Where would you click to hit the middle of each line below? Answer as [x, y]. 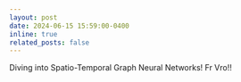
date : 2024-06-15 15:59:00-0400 [69, 26]
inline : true [33, 34]
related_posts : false [50, 42]
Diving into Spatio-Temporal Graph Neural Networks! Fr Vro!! [120, 68]
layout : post [33, 17]
